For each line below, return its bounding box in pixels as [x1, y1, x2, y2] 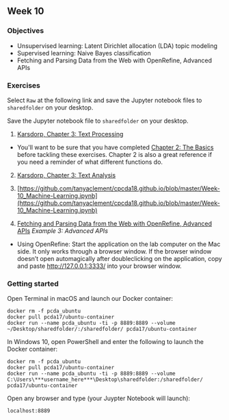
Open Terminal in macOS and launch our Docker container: [7, 295, 173, 303]
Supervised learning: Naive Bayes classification [16, 49, 152, 57]
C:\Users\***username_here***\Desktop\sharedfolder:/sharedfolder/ [7, 376, 204, 383]
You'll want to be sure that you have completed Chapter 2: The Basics [16, 143, 214, 151]
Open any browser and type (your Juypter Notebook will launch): [7, 394, 190, 403]
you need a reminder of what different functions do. [16, 158, 163, 166]
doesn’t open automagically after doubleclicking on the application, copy [16, 254, 222, 262]
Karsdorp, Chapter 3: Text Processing [16, 129, 124, 138]
